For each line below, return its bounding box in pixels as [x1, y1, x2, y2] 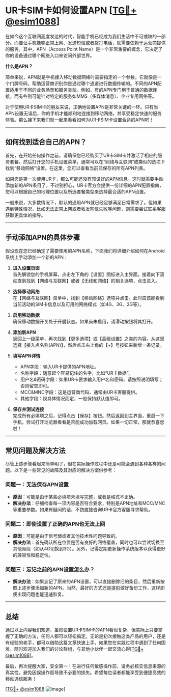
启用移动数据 [12, 312, 40, 318]
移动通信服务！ [5, 676, 37, 682]
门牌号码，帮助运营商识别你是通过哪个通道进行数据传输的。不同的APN [9, 80, 158, 87]
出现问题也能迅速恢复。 [17, 591, 67, 597]
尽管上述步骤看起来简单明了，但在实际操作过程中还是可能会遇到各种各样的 [5, 461, 161, 467]
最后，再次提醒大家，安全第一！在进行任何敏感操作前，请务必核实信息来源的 [5, 663, 166, 670]
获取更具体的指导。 [5, 212, 46, 218]
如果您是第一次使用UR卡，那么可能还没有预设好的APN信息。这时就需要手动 [5, 176, 164, 182]
